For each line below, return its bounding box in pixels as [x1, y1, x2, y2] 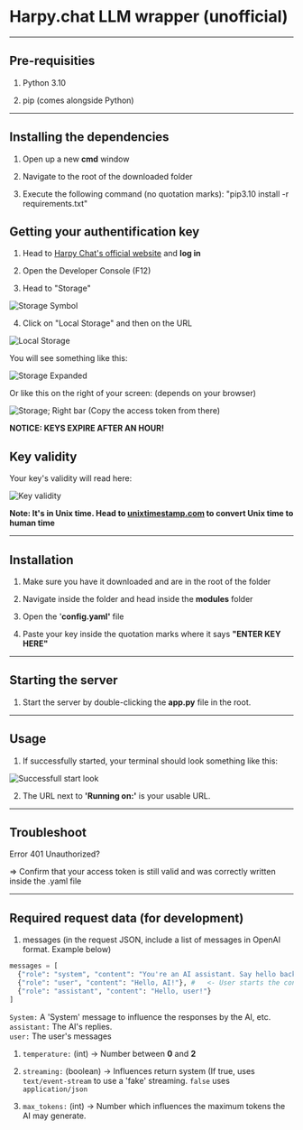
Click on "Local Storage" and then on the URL [22, 318, 192, 329]
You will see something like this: [9, 353, 128, 364]
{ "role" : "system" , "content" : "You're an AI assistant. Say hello [17, 970, 277, 979]
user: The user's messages [9, 1031, 112, 1042]
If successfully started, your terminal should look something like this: [22, 755, 278, 766]
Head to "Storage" [22, 282, 92, 294]
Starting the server [9, 672, 119, 688]
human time [9, 517, 56, 529]
